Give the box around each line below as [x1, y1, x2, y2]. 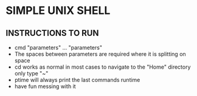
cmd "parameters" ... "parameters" [14, 44, 103, 51]
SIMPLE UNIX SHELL [5, 4, 111, 18]
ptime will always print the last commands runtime [14, 77, 140, 83]
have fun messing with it [14, 83, 77, 90]
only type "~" [14, 70, 49, 77]
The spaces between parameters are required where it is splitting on [14, 50, 186, 58]
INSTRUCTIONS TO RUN [5, 28, 99, 38]
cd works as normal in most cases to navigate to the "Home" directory [14, 63, 191, 70]
